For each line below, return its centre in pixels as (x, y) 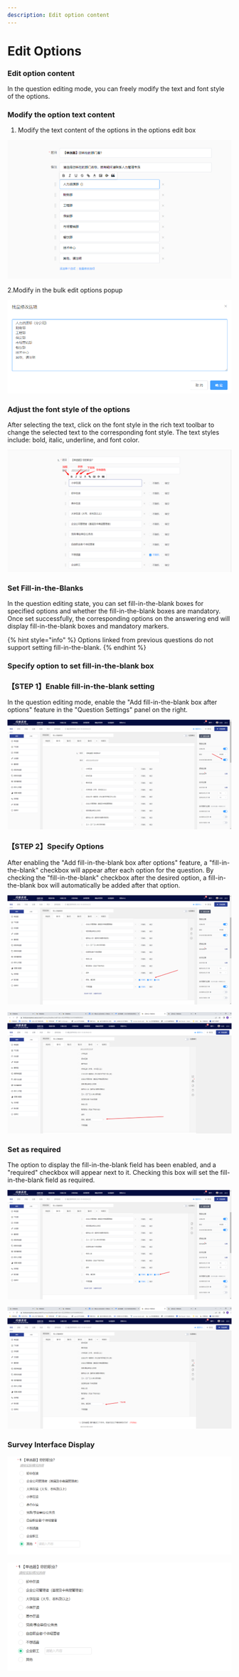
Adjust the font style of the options (69, 409)
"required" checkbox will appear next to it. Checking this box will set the (113, 1173)
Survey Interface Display (51, 1445)
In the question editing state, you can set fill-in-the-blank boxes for (106, 604)
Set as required (34, 1149)
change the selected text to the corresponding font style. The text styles (113, 432)
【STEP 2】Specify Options (56, 846)
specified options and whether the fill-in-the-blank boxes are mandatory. (114, 611)
